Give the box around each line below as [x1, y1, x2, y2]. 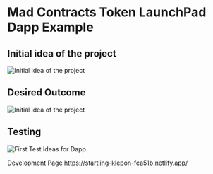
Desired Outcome [7, 86, 86, 99]
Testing [7, 126, 42, 138]
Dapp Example [7, 19, 94, 35]
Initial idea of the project [7, 47, 116, 59]
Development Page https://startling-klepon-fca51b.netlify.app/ [7, 158, 188, 167]
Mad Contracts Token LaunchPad [7, 4, 207, 21]
